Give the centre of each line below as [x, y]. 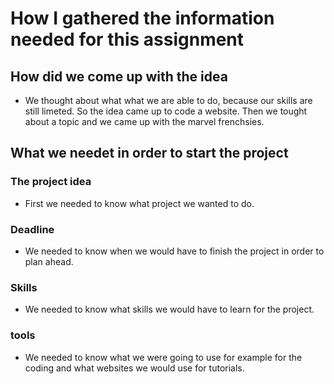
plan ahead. [49, 261]
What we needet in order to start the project [149, 153]
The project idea [51, 182]
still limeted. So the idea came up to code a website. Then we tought [166, 111]
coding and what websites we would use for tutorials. [134, 368]
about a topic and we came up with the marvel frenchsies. [144, 121]
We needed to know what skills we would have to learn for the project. [169, 309]
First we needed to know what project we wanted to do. [139, 203]
